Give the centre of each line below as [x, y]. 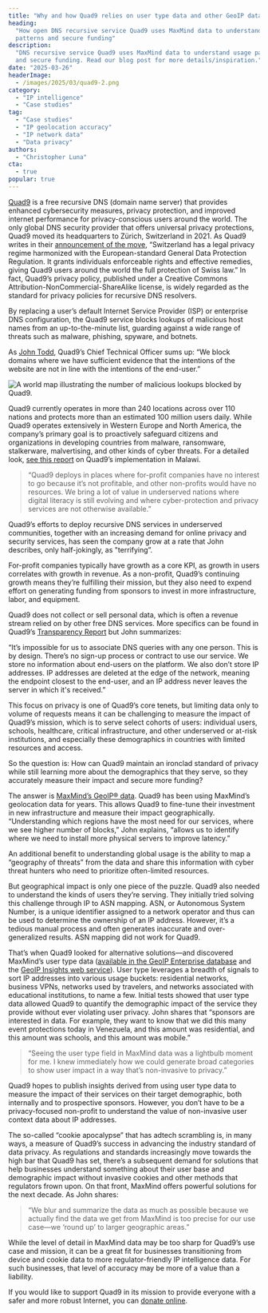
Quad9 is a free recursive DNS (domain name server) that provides [118, 202]
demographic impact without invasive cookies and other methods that [123, 1177]
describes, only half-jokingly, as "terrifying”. [81, 549]
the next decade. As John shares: [63, 1194]
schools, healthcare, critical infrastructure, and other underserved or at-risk [133, 730]
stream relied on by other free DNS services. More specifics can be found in [134, 623]
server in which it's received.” [57, 689]
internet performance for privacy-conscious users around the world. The [128, 219]
